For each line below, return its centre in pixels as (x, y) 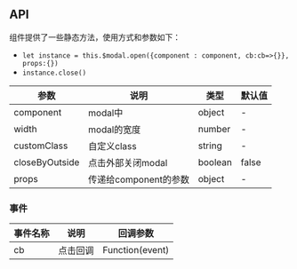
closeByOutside (47, 162)
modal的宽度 (115, 130)
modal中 (106, 113)
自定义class (112, 146)
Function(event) (136, 250)
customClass (41, 146)
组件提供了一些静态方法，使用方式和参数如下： (95, 37)
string (210, 146)
